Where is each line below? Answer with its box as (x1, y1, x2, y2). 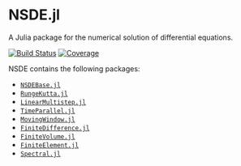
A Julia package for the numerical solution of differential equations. (8, 32, 234, 42)
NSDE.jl (8, 6, 61, 24)
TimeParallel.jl (19, 107, 75, 115)
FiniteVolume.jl (19, 132, 75, 141)
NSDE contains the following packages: (8, 63, 140, 74)
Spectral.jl (19, 150, 61, 158)
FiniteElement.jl (19, 141, 80, 149)
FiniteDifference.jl (19, 124, 90, 132)
